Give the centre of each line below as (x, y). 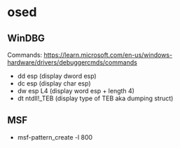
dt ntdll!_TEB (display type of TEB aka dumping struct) (95, 98)
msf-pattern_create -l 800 (55, 137)
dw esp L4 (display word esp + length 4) (76, 91)
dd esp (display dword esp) (57, 76)
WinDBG (26, 38)
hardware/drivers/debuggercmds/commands (72, 62)
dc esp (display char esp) (54, 83)
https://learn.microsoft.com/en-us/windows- (108, 55)
